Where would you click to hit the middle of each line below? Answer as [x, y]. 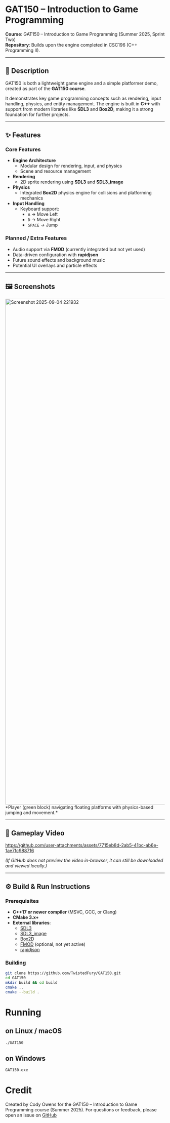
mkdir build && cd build [31, 983]
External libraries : [32, 923]
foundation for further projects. [37, 114]
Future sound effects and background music [59, 260]
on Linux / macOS [34, 1031]
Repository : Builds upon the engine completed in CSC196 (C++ [71, 45]
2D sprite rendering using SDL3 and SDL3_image [72, 182]
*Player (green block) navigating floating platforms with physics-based [79, 807]
